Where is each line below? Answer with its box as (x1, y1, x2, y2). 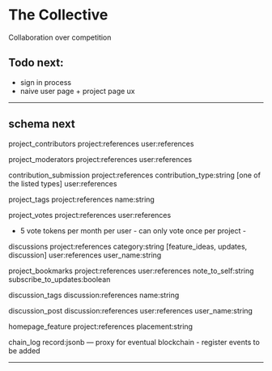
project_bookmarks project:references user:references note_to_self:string (8, 266, 254, 275)
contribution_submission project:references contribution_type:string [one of (8, 170, 261, 180)
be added (8, 346, 40, 356)
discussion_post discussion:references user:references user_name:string (8, 305, 253, 315)
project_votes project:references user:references (8, 210, 172, 220)
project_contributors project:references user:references (8, 139, 194, 148)
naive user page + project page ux (19, 86, 135, 96)
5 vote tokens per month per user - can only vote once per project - (19, 225, 247, 236)
